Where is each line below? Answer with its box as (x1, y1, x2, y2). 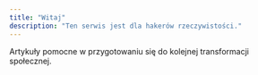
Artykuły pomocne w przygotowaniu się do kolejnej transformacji (9, 46, 249, 56)
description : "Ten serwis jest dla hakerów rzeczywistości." (9, 21, 243, 30)
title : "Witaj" (9, 12, 66, 22)
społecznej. (9, 55, 52, 66)
